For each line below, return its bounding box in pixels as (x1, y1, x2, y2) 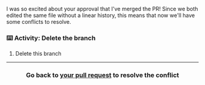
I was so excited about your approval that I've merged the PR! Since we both (6, 6, 198, 12)
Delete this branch (15, 50, 62, 57)
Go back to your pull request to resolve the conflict (26, 71, 179, 79)
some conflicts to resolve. (6, 18, 71, 25)
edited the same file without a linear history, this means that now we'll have (6, 12, 195, 19)
